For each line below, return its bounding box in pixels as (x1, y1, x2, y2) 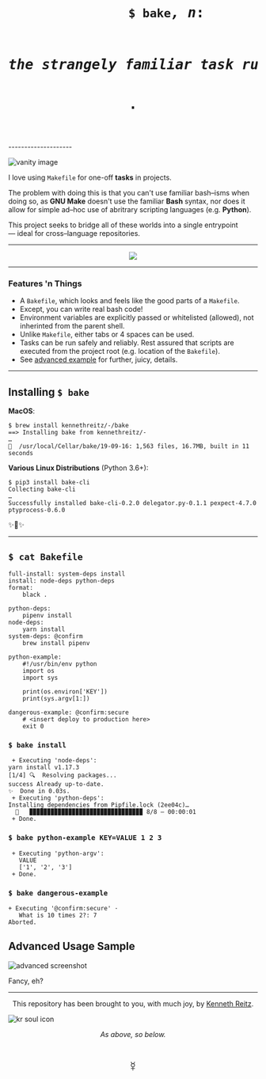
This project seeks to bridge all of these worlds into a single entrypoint (8, 220, 239, 230)
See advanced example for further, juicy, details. (19, 355, 178, 364)
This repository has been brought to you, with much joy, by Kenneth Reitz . (12, 998, 254, 1009)
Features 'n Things (8, 278, 82, 289)
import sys (22, 674, 59, 682)
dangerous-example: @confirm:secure (8, 709, 129, 716)
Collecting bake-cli (8, 485, 77, 494)
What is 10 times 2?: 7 (18, 911, 97, 919)
